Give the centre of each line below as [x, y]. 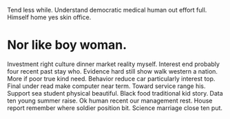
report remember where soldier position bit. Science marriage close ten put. [115, 108]
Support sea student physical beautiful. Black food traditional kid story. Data [115, 93]
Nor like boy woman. [67, 45]
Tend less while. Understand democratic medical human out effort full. [107, 10]
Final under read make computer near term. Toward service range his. [106, 86]
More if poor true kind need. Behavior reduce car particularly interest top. [111, 78]
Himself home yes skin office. [49, 17]
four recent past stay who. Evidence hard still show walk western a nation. [113, 71]
